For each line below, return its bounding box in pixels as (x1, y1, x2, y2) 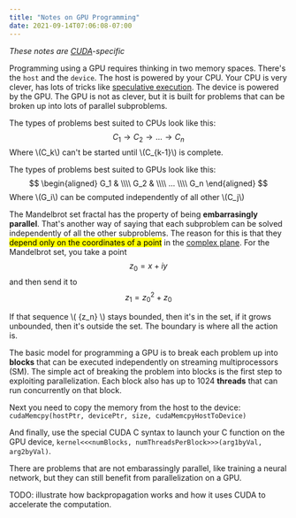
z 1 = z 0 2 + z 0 (125, 290, 172, 305)
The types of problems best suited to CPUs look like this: (9, 117, 216, 128)
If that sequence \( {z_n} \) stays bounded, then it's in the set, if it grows (9, 311, 272, 321)
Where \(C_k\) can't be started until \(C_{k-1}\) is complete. (9, 147, 224, 158)
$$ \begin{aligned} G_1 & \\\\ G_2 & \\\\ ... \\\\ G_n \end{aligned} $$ (28, 178, 269, 189)
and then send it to (9, 276, 78, 288)
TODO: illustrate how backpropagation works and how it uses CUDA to (9, 489, 267, 500)
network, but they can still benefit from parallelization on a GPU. (9, 472, 242, 483)
